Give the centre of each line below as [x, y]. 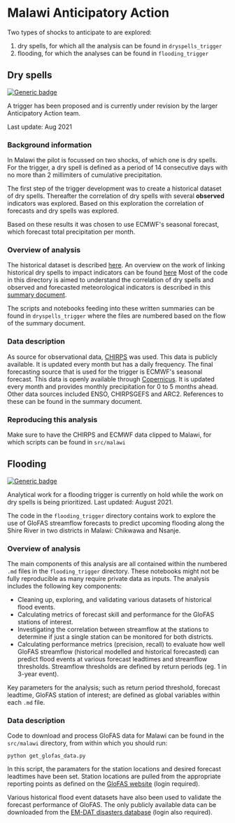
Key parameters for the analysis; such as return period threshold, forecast [114, 688]
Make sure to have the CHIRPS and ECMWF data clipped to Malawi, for [109, 435]
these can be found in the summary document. [75, 401]
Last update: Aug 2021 [40, 127]
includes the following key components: [65, 586]
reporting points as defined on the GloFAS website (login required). [104, 784]
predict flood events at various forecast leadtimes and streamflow [112, 659]
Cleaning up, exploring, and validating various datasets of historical [114, 600]
